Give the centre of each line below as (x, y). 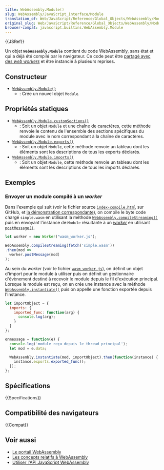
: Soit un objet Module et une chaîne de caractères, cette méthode (85, 126)
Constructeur (26, 77)
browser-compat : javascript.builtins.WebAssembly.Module (64, 28)
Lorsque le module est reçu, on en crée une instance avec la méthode (75, 284)
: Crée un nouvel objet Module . (49, 94)
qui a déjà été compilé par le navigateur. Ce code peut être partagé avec (78, 56)
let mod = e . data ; (28, 348)
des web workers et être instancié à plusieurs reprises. (60, 61)
